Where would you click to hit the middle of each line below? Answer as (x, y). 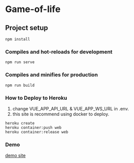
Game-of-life (33, 9)
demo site (16, 155)
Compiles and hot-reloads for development (59, 52)
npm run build (20, 85)
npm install (18, 39)
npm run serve (20, 62)
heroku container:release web (37, 132)
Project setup (27, 28)
